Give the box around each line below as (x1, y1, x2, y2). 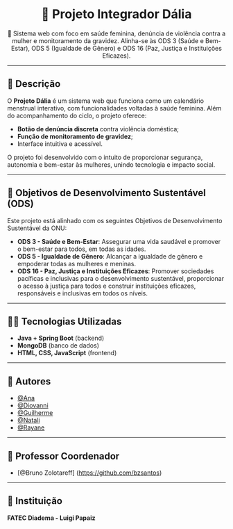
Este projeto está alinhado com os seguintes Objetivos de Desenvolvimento (7, 216, 223, 225)
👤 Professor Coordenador (7, 450, 120, 462)
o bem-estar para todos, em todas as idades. (17, 245, 146, 253)
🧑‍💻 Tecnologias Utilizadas (7, 316, 122, 327)
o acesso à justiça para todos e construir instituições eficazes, (17, 282, 196, 290)
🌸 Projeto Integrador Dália (41, 6, 192, 22)
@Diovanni (17, 401, 49, 409)
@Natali (17, 416, 40, 425)
